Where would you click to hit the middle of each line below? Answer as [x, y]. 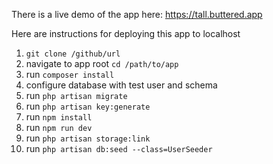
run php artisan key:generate [88, 106]
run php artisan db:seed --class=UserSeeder [119, 148]
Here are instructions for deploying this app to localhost [126, 33]
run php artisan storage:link [88, 138]
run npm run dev [59, 127]
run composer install [70, 74]
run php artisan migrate [76, 95]
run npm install [59, 117]
